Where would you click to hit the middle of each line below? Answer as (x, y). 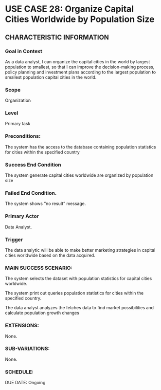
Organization (18, 100)
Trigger (14, 240)
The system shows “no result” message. (45, 204)
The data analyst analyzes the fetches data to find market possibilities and (80, 308)
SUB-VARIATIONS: (27, 349)
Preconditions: (23, 136)
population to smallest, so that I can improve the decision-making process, (80, 67)
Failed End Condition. (31, 193)
